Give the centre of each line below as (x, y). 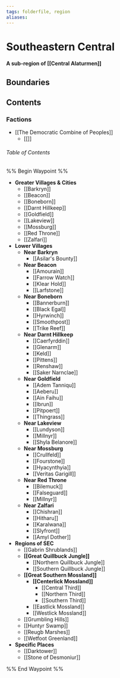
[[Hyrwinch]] (48, 315)
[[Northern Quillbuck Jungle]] (69, 562)
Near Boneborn (43, 296)
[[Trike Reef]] (49, 328)
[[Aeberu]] (45, 391)
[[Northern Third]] (64, 594)
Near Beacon (40, 265)
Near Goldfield (42, 378)
